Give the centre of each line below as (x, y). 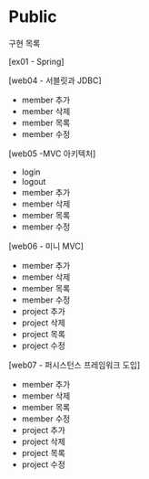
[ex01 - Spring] (36, 61)
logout (34, 181)
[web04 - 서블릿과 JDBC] (55, 80)
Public (33, 17)
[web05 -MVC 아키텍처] (52, 154)
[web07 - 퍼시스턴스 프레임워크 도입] (74, 365)
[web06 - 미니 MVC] (46, 246)
